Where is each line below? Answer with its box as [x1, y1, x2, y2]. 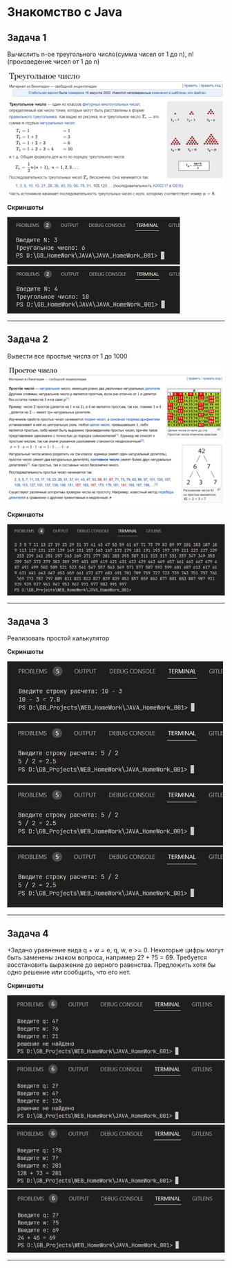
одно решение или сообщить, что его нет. [7, 968, 131, 976]
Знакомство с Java [7, 4, 123, 20]
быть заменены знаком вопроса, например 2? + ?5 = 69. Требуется [7, 953, 207, 961]
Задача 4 [7, 927, 49, 939]
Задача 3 [7, 615, 49, 627]
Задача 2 [7, 334, 48, 345]
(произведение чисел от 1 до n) [7, 57, 100, 66]
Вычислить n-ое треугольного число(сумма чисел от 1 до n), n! [7, 50, 194, 58]
